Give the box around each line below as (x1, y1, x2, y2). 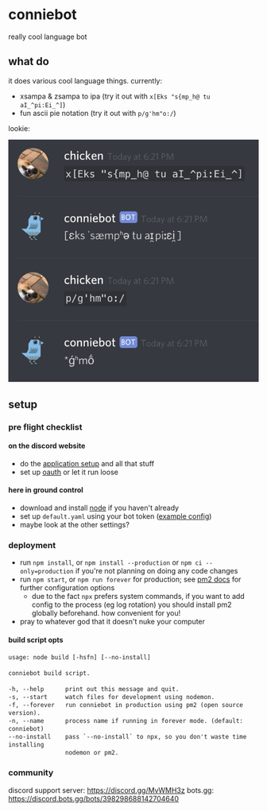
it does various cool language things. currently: (8, 75, 163, 85)
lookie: (8, 123, 30, 133)
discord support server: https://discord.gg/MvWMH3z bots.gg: (8, 785, 215, 795)
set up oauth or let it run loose (19, 467, 119, 477)
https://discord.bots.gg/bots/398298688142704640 (8, 794, 180, 803)
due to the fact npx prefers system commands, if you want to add (31, 592, 245, 601)
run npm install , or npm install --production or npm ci (19, 558, 203, 567)
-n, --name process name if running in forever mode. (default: (8, 717, 244, 725)
